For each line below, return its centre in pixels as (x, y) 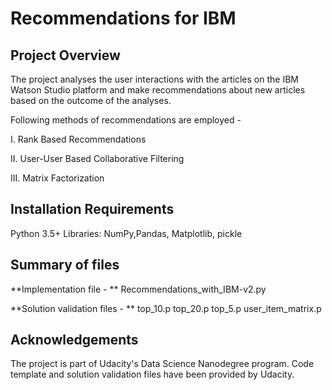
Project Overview (65, 55)
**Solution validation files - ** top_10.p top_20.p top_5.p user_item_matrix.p (166, 308)
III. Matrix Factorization (57, 178)
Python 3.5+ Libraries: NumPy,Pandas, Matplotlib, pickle (126, 233)
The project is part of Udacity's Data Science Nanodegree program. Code (162, 364)
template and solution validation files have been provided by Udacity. (152, 374)
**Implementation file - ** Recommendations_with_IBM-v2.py (138, 289)
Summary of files (65, 265)
